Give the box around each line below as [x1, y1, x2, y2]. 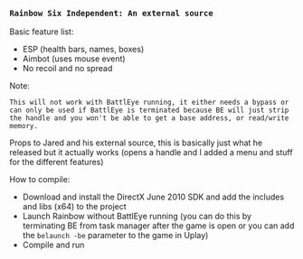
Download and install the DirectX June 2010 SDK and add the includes [22, 191, 285, 202]
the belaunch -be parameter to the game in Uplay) [22, 230, 209, 241]
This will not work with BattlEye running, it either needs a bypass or [9, 98, 289, 107]
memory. [9, 122, 39, 131]
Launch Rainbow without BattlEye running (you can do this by [22, 211, 251, 222]
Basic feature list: [9, 26, 74, 37]
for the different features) [9, 157, 104, 168]
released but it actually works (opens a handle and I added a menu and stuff [9, 147, 293, 158]
